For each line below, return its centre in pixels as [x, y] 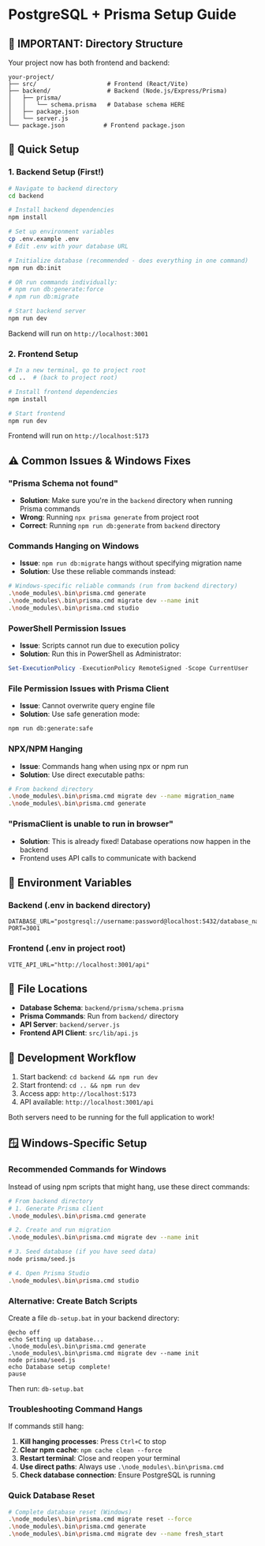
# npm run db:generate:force [56, 290]
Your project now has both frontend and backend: [89, 62]
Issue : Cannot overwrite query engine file [87, 706]
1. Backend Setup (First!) [56, 172]
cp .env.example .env [44, 239]
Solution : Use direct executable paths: [82, 775]
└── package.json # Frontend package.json [97, 126]
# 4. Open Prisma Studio [49, 1273]
